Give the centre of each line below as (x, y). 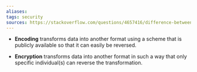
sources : (17, 22)
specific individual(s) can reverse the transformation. (78, 63)
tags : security (25, 17)
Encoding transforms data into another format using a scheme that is (98, 39)
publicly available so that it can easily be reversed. (75, 45)
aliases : (17, 11)
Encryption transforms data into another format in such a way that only (101, 57)
